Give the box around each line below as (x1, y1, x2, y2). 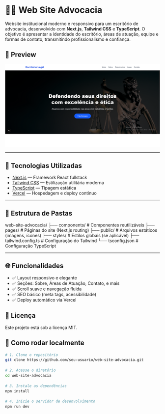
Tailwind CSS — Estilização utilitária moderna (12, 180, 104, 186)
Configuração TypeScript (5, 243, 56, 249)
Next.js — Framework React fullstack (12, 174, 87, 181)
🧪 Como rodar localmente (5, 339, 84, 347)
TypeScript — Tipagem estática (12, 185, 77, 191)
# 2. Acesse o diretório (5, 368, 56, 373)
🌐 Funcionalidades (5, 262, 64, 270)
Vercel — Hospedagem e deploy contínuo (12, 190, 97, 196)
